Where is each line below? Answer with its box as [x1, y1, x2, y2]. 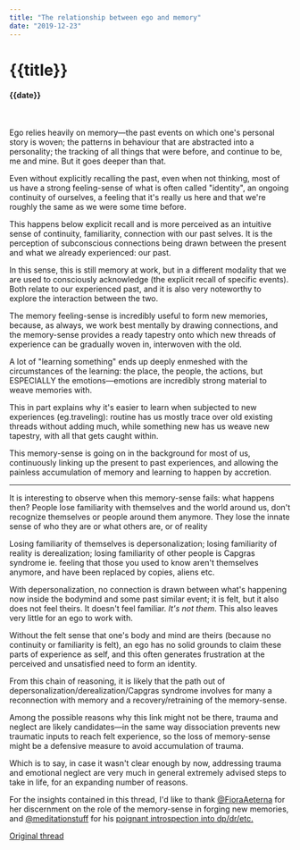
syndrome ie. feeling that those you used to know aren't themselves [9, 557, 259, 568]
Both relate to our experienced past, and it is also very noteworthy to [9, 283, 262, 294]
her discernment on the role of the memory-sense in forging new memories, [9, 804, 289, 814]
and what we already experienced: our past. [9, 247, 171, 257]
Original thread [9, 830, 64, 841]
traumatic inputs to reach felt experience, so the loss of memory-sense [9, 730, 271, 742]
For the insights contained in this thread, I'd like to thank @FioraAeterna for [9, 794, 286, 804]
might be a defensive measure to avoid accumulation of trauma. [9, 740, 244, 751]
